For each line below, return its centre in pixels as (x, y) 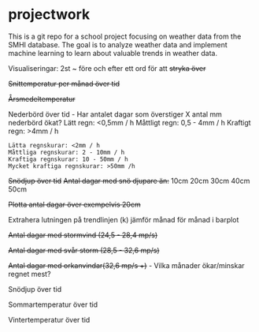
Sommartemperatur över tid (53, 304)
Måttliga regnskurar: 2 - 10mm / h (67, 152)
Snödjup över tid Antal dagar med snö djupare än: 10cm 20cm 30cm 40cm (129, 181)
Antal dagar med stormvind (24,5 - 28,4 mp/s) (83, 235)
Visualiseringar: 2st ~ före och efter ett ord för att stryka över (107, 68)
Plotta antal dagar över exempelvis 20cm (74, 204)
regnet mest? (30, 274)
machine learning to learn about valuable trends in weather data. (113, 53)
